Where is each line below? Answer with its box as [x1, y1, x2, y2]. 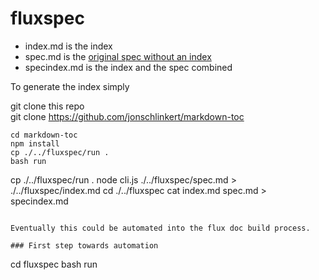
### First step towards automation [10, 240, 159, 251]
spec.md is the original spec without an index [24, 50, 212, 62]
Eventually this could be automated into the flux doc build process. [10, 223, 311, 233]
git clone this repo [10, 100, 85, 112]
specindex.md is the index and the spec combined [24, 61, 233, 73]
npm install [10, 138, 60, 149]
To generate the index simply [10, 80, 130, 92]
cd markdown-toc [10, 130, 78, 140]
